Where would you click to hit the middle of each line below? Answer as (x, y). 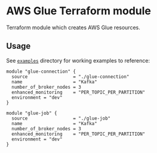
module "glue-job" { (32, 113)
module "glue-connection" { (41, 71)
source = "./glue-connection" (70, 76)
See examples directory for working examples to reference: (78, 60)
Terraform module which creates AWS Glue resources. (73, 27)
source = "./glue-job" (61, 118)
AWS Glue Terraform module (78, 11)
